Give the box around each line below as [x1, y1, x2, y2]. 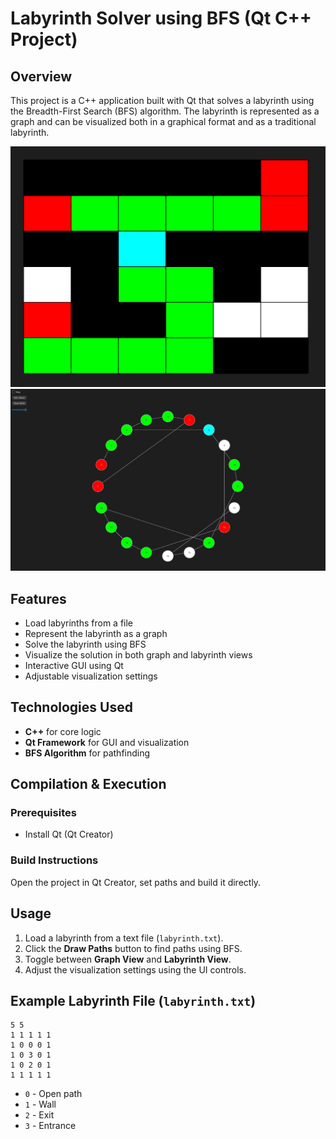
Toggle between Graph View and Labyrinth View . [24, 953, 232, 965]
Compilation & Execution [10, 776, 167, 793]
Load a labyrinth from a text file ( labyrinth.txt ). [24, 932, 224, 944]
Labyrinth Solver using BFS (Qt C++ [10, 7, 312, 30]
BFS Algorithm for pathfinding [24, 747, 151, 759]
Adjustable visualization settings [24, 670, 158, 682]
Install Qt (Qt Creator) [24, 828, 114, 841]
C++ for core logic [24, 725, 102, 737]
